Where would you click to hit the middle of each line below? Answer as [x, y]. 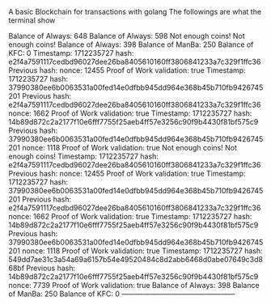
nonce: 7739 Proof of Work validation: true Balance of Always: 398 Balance [134, 285]
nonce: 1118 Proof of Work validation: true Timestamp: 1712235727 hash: [142, 251]
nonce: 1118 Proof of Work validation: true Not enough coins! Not [129, 148]
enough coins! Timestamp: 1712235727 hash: [84, 156]
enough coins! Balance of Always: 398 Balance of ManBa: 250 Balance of [131, 44]
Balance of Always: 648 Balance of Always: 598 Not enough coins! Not [127, 36]
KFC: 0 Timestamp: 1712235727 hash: [71, 53]
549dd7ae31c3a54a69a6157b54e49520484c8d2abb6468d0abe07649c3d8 [136, 259]
